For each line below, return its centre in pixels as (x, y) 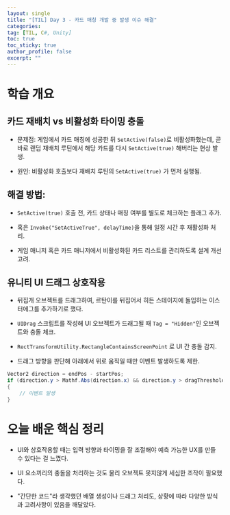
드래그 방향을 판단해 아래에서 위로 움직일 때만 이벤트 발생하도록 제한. (108, 361)
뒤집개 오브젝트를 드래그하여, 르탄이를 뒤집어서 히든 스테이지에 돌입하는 (112, 300)
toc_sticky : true (32, 45)
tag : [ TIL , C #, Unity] (39, 33)
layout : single (29, 13)
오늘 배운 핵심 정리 (55, 429)
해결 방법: (26, 195)
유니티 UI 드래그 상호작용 (56, 282)
